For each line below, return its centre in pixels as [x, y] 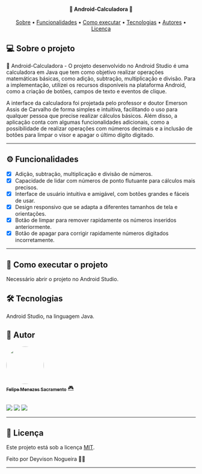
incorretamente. [35, 240]
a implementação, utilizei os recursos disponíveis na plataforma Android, [96, 85]
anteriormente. [33, 227]
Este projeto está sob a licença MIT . [50, 448]
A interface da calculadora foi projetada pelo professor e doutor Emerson [97, 103]
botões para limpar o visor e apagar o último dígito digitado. [80, 135]
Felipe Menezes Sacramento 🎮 [40, 388]
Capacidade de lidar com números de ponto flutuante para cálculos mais [105, 180]
